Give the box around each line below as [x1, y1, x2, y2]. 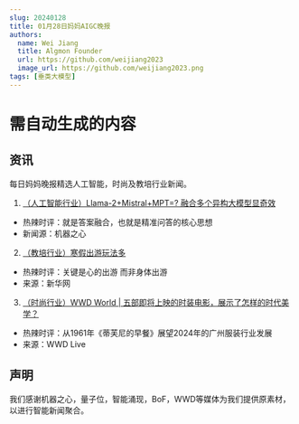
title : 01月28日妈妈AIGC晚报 [9, 22, 111, 31]
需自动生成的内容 [9, 114, 137, 134]
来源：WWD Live [22, 338, 86, 349]
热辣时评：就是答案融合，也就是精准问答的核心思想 [22, 216, 213, 227]
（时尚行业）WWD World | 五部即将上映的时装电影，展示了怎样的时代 [22, 297, 282, 307]
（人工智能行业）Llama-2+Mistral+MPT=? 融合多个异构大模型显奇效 [22, 197, 276, 208]
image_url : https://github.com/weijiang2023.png [17, 64, 204, 73]
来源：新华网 [22, 278, 70, 288]
